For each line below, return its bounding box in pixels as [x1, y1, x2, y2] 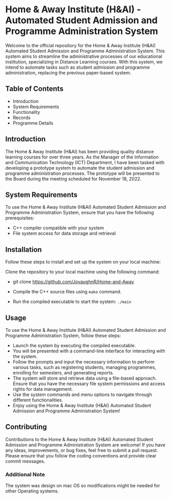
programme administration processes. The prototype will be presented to [5, 170, 160, 176]
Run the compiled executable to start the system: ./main [12, 298, 132, 305]
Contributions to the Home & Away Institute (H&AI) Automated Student [5, 436, 154, 442]
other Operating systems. [5, 488, 59, 494]
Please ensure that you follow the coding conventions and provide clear [5, 452, 157, 458]
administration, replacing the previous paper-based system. [5, 69, 132, 75]
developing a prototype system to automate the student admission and [5, 165, 155, 171]
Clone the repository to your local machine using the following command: [5, 269, 160, 275]
